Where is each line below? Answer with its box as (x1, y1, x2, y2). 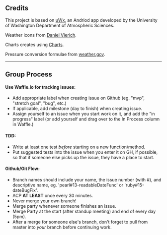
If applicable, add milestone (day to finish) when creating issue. (12, 106, 143, 112)
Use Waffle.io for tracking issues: (5, 84, 76, 90)
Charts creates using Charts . (5, 42, 64, 48)
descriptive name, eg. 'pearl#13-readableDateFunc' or (12, 182, 123, 188)
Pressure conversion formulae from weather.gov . (5, 51, 105, 57)
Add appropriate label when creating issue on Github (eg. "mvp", (12, 95, 145, 101)
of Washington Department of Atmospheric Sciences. (5, 22, 115, 28)
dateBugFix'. (12, 187, 38, 193)
